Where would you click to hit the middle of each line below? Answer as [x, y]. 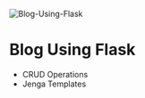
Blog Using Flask [72, 50]
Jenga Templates [54, 84]
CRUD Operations [55, 74]
